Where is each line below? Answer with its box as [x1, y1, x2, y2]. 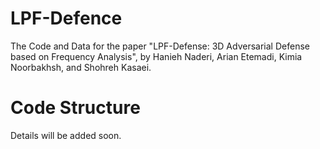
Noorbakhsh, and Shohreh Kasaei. [10, 61, 152, 73]
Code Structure [10, 97, 141, 119]
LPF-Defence [10, 7, 123, 30]
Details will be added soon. [10, 129, 122, 141]
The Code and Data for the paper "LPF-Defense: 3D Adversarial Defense [10, 40, 310, 52]
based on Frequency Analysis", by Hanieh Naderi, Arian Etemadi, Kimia [10, 50, 303, 62]
